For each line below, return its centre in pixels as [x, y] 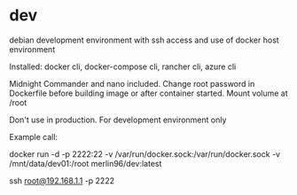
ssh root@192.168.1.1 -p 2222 [62, 180]
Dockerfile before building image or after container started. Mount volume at [148, 93]
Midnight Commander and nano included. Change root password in [132, 83]
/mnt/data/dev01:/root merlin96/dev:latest [86, 163]
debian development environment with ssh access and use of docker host [144, 40]
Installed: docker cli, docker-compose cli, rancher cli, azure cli [123, 66]
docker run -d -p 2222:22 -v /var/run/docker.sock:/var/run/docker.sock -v [145, 154]
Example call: [34, 136]
